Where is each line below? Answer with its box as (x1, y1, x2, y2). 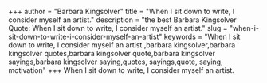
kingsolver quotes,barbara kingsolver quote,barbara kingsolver (8, 49, 216, 58)
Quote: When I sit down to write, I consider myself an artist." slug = (8, 24, 229, 32)
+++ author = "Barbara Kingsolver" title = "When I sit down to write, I (8, 7, 235, 16)
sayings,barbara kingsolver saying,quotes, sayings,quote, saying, (8, 57, 223, 66)
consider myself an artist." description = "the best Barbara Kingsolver (8, 15, 237, 25)
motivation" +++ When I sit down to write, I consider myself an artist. (8, 66, 235, 74)
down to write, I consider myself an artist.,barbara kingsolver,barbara (8, 40, 236, 50)
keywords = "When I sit (163, 32, 241, 41)
